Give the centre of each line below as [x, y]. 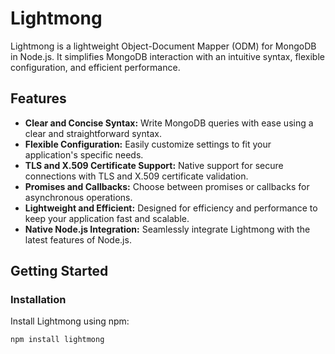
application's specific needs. [84, 154]
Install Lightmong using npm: [70, 321]
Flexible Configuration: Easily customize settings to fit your [148, 144]
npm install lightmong [57, 340]
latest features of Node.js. [78, 239]
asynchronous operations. [78, 197]
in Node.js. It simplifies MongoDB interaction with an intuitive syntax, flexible [167, 56]
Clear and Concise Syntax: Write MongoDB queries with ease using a [169, 123]
